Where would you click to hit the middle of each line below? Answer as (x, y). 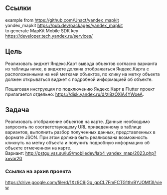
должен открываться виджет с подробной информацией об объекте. (79, 79)
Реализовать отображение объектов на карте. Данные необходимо (78, 122)
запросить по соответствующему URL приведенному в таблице (73, 127)
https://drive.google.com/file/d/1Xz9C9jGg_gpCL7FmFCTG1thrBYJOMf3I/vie (83, 182)
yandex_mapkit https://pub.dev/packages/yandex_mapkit (64, 25)
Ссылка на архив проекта (38, 172)
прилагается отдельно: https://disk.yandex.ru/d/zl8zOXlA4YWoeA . (75, 94)
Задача (17, 110)
